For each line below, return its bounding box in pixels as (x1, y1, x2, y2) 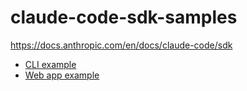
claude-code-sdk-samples (10, 6, 238, 29)
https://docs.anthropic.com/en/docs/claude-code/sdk (10, 39, 233, 51)
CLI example (24, 58, 77, 70)
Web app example (24, 69, 100, 81)
